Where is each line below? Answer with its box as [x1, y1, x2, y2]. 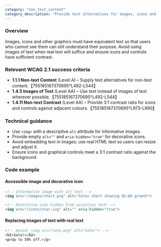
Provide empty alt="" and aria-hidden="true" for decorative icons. [12, 134, 146, 139]
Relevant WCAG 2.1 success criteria [5, 66, 91, 73]
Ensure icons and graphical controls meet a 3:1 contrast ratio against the [12, 149, 156, 155]
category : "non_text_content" [5, 7, 66, 12]
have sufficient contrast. [5, 54, 54, 60]
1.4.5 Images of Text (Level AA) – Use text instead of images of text [12, 88, 147, 94]
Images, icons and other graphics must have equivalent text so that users [5, 38, 151, 44]
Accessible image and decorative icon [5, 178, 83, 184]
